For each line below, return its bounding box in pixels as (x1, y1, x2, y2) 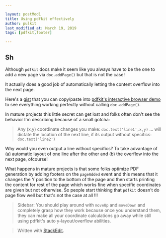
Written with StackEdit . (17, 228, 65, 234)
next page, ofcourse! (5, 156, 48, 162)
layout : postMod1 (5, 11, 41, 16)
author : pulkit (5, 21, 37, 26)
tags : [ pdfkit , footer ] (5, 30, 52, 35)
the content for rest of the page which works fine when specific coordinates (5, 182, 161, 188)
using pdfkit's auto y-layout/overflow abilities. (17, 218, 111, 224)
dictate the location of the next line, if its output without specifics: (17, 131, 152, 137)
